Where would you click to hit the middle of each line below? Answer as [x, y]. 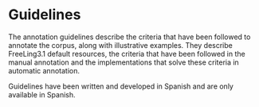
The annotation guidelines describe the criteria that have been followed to [129, 37]
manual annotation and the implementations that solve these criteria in [124, 62]
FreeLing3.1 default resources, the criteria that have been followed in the [127, 53]
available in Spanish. [42, 94]
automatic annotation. [44, 70]
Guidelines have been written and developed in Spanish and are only [121, 86]
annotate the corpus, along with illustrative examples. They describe [120, 45]
